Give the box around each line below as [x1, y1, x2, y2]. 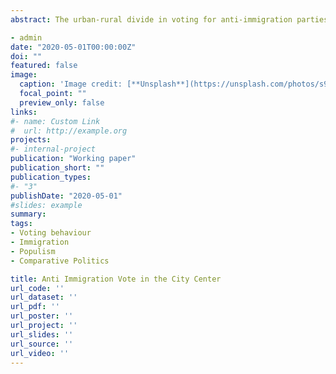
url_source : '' [10, 339, 74, 349]
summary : [10, 209, 47, 220]
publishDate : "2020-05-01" [10, 191, 123, 201]
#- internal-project [10, 144, 97, 155]
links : [10, 107, 38, 117]
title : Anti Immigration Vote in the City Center [10, 274, 222, 284]
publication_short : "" [10, 163, 105, 173]
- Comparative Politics [10, 256, 110, 266]
